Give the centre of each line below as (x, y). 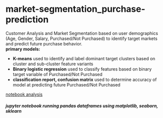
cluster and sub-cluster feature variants (53, 64)
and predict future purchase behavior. (44, 43)
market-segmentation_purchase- (76, 9)
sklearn (14, 111)
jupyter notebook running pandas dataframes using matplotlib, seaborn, (82, 106)
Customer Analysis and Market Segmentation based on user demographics (82, 33)
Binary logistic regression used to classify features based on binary (82, 69)
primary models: (23, 49)
